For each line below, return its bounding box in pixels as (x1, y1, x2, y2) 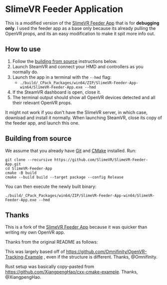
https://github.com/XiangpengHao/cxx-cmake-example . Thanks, (5, 269, 138, 275)
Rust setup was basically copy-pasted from (5, 264, 95, 270)
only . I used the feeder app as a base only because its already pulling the (5, 25, 156, 31)
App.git (5, 161, 21, 166)
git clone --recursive (5, 157, 52, 162)
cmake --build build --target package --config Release (5, 174, 124, 180)
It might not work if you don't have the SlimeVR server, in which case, (5, 109, 148, 115)
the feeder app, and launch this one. (5, 120, 80, 126)
